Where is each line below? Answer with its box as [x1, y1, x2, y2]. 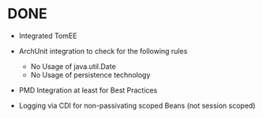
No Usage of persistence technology [30, 70, 151, 79]
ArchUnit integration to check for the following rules [18, 46, 188, 55]
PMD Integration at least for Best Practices [18, 85, 158, 95]
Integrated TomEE [18, 31, 77, 40]
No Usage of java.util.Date [30, 61, 116, 71]
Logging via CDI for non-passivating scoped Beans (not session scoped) [18, 101, 256, 110]
